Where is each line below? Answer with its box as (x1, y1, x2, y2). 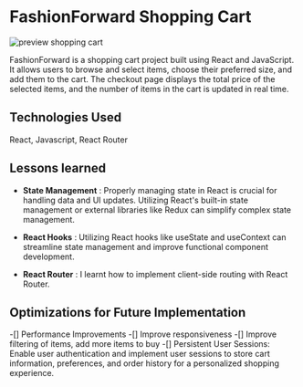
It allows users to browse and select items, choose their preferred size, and (9, 64, 293, 75)
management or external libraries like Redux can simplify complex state (22, 204, 292, 215)
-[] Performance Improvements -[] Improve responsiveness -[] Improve (9, 329, 277, 340)
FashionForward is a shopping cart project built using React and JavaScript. (9, 54, 295, 65)
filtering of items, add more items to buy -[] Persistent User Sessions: (9, 339, 271, 350)
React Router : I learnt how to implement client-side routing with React (22, 268, 288, 279)
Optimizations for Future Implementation (9, 304, 246, 320)
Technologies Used (9, 110, 121, 125)
